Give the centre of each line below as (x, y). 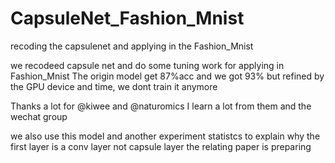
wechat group (39, 116)
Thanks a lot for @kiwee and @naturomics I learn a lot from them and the (161, 106)
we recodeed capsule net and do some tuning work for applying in (147, 65)
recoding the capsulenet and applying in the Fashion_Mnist (132, 46)
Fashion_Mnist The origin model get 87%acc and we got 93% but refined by (167, 76)
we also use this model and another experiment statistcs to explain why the (165, 136)
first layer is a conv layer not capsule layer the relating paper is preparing (161, 146)
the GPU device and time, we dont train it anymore (114, 86)
